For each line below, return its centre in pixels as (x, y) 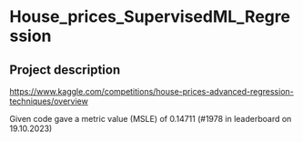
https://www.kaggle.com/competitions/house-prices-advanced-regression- (151, 91)
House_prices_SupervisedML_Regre (150, 17)
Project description (65, 70)
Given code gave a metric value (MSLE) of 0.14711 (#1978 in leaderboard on (151, 119)
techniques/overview (49, 101)
